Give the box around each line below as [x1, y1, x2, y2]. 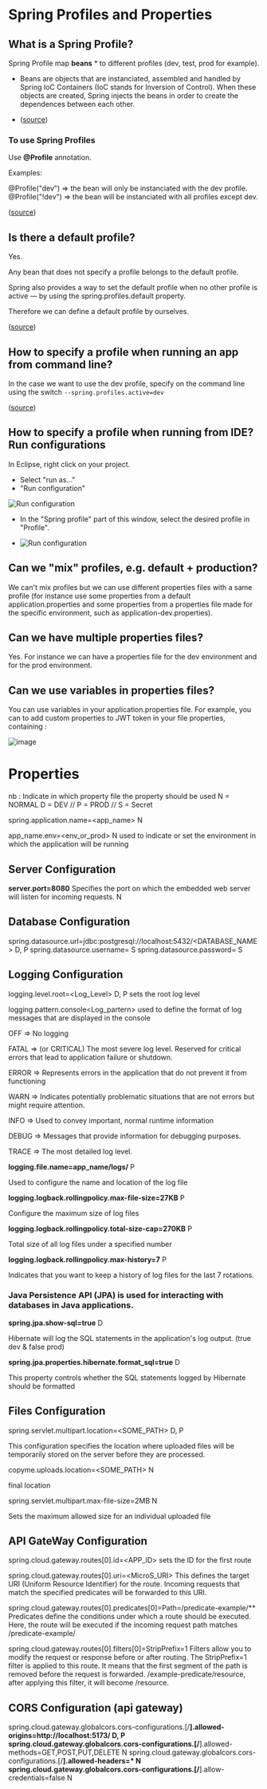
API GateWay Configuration [8, 1535, 147, 1548]
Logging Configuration [8, 968, 124, 981]
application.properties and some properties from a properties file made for [8, 600, 253, 609]
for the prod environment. [8, 660, 93, 670]
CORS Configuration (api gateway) [8, 1701, 183, 1715]
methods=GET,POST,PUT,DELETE [8, 1748, 120, 1757]
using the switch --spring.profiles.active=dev [8, 387, 165, 396]
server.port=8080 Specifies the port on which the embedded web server [8, 883, 251, 893]
